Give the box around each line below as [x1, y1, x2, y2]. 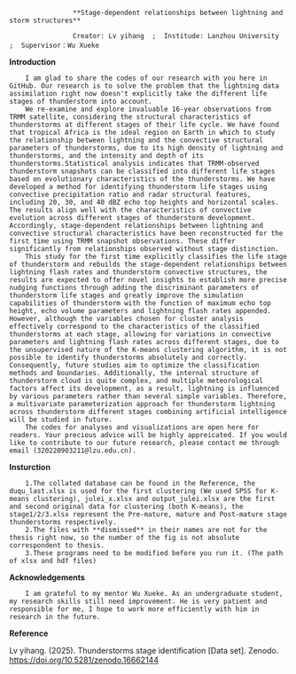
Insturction [9, 462, 51, 472]
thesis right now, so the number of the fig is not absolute [9, 533, 240, 542]
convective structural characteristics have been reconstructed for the [9, 229, 284, 238]
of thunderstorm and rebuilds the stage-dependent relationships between [9, 260, 288, 269]
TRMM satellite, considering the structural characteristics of [9, 113, 252, 121]
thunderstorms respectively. [9, 518, 117, 527]
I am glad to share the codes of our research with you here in [25, 74, 268, 82]
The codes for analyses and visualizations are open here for [25, 423, 260, 432]
